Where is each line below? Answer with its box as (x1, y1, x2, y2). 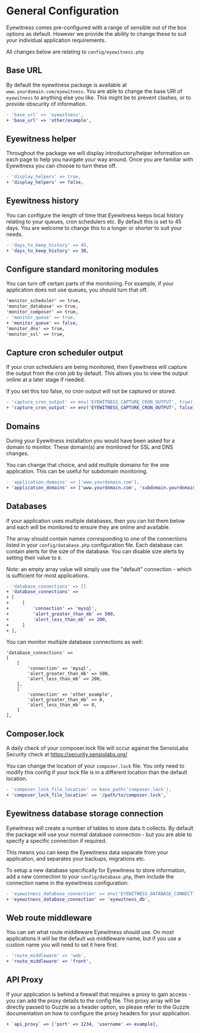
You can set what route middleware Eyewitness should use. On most (6, 929, 174, 936)
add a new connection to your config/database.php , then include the (6, 873, 174, 880)
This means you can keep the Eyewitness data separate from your (6, 848, 168, 856)
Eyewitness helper (6, 134, 77, 144)
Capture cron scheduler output (6, 348, 123, 358)
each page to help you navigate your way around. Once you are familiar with (6, 156, 193, 163)
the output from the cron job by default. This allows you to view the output (6, 370, 189, 377)
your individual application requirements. (6, 36, 106, 44)
